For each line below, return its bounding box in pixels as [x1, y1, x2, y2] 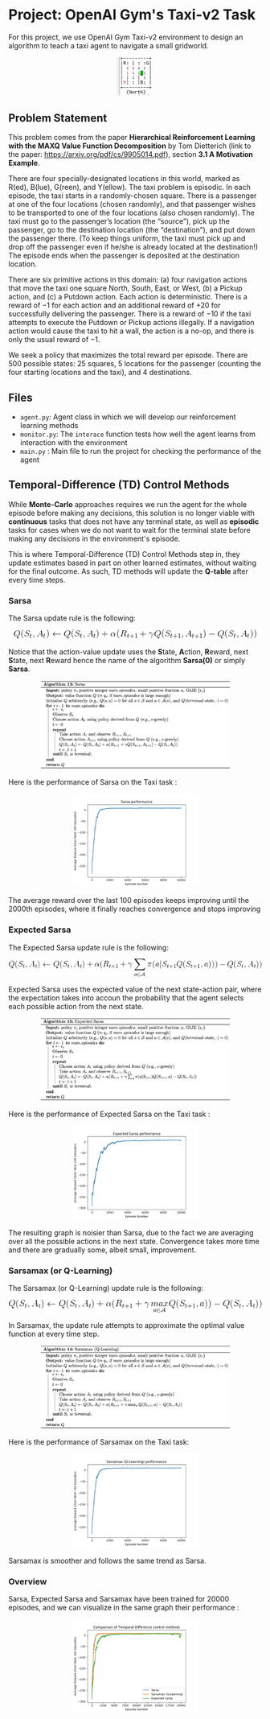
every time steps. [8, 575, 66, 584]
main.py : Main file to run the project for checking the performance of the [19, 446, 262, 456]
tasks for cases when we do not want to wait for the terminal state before [8, 525, 251, 534]
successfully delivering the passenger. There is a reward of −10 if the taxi [8, 309, 252, 319]
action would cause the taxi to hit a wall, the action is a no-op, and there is [8, 326, 255, 336]
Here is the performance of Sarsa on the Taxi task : [8, 777, 178, 786]
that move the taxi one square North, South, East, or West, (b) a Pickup [8, 283, 243, 293]
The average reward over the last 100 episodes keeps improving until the [8, 896, 249, 905]
